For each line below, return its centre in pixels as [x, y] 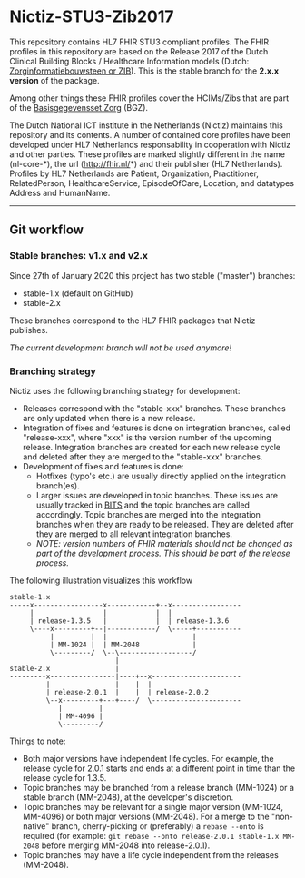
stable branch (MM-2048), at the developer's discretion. [128, 797]
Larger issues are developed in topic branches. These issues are [157, 495]
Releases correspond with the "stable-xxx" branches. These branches [154, 408]
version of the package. [54, 80]
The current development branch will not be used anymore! [121, 348]
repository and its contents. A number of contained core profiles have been [150, 134]
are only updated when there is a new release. [109, 418]
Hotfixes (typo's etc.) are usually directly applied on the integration [161, 476]
